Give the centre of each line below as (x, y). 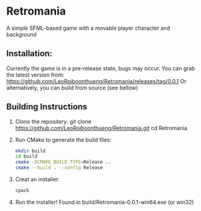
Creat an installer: (37, 179)
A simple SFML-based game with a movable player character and (88, 28)
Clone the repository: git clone (53, 121)
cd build (26, 156)
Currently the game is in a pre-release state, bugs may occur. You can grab (101, 68)
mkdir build (30, 151)
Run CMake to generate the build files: (63, 140)
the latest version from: (36, 75)
